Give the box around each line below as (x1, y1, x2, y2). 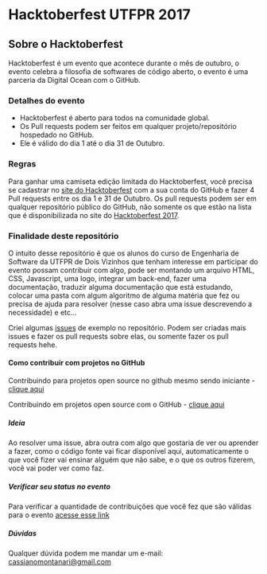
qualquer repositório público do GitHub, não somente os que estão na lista (8, 201, 252, 212)
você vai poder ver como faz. (8, 463, 105, 473)
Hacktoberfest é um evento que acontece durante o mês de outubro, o (8, 58, 240, 68)
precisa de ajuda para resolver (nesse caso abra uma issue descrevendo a (8, 299, 253, 308)
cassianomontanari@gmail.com (8, 557, 111, 566)
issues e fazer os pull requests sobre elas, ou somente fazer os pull (8, 331, 229, 341)
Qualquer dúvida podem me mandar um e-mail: (8, 549, 164, 558)
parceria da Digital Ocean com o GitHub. (8, 76, 141, 84)
